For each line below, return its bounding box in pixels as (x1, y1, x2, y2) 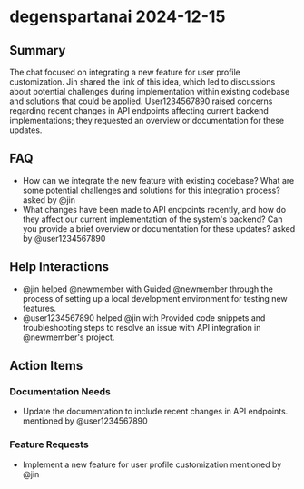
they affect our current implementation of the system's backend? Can (22, 214, 283, 225)
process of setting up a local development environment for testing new (22, 293, 288, 304)
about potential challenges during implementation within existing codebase (9, 86, 290, 96)
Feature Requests (9, 438, 89, 451)
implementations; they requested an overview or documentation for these (9, 115, 285, 125)
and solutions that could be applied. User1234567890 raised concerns (9, 95, 273, 106)
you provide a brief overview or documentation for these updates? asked (22, 223, 296, 234)
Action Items (9, 358, 83, 374)
